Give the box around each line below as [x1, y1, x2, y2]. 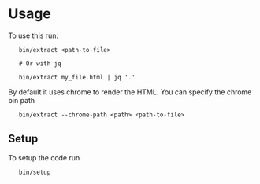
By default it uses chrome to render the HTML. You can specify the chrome [8, 87, 252, 97]
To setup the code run [8, 153, 80, 162]
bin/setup [18, 168, 51, 176]
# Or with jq [18, 60, 61, 68]
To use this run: [8, 31, 59, 40]
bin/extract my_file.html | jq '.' [18, 73, 136, 81]
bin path [8, 95, 35, 105]
